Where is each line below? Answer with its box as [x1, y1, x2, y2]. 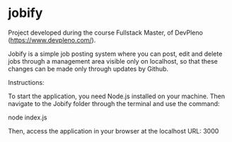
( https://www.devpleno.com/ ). [8, 35, 96, 44]
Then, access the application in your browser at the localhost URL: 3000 [8, 126, 219, 135]
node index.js [8, 113, 47, 122]
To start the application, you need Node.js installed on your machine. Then [8, 92, 226, 100]
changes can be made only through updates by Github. [8, 64, 169, 73]
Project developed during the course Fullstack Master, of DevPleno [8, 28, 204, 37]
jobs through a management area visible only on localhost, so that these [8, 57, 219, 65]
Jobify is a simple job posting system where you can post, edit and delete [8, 49, 223, 58]
